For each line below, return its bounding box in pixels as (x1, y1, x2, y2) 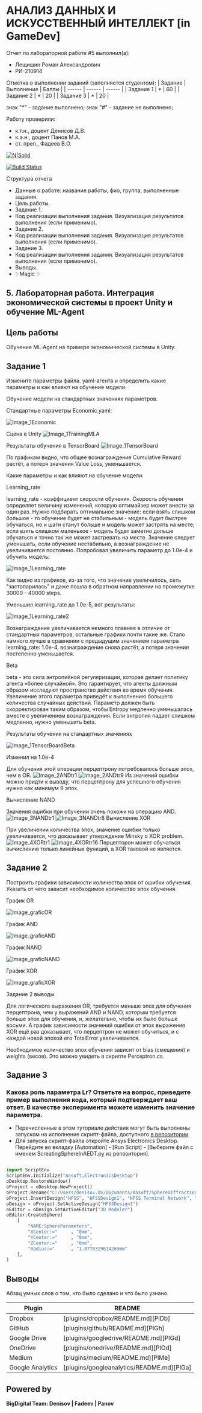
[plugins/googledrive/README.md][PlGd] (63, 1334, 181, 1342)
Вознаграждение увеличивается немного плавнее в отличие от (6, 624, 170, 631)
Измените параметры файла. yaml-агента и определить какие (6, 377, 167, 384)
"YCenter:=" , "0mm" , (28, 1234, 93, 1240)
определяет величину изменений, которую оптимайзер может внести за (6, 501, 194, 509)
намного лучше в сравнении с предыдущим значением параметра (6, 637, 179, 644)
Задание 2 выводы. (6, 990, 56, 997)
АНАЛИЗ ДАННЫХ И (6, 4, 116, 18)
